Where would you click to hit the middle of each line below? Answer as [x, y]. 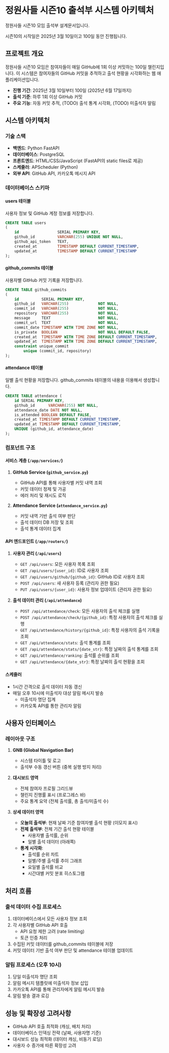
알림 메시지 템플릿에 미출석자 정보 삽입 [50, 983]
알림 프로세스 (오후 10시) [33, 965]
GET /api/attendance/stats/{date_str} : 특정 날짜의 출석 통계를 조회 [89, 649]
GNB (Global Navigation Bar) [43, 750]
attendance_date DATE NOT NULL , [48, 410]
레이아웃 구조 [20, 739]
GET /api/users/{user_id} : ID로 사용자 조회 [64, 570]
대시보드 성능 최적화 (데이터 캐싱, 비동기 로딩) [57, 1039]
